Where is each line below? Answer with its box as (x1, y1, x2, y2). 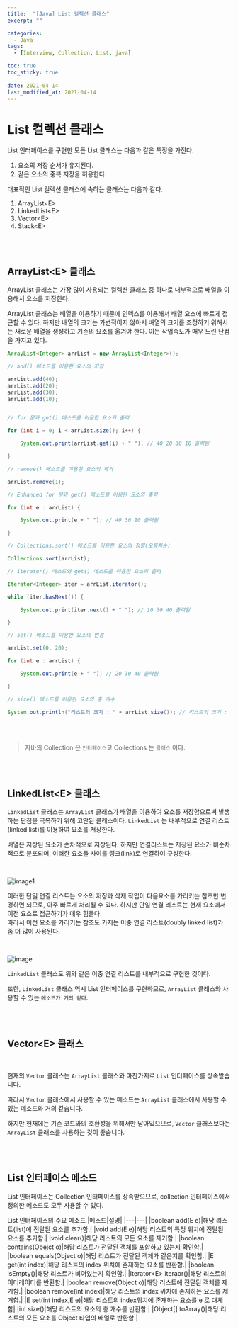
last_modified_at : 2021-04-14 (7, 89, 97, 96)
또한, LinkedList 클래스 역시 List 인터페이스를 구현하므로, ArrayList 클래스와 (7, 985, 222, 993)
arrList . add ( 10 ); (7, 395, 59, 402)
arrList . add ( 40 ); (7, 375, 59, 383)
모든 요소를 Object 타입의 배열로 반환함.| (25, 1313, 138, 1322)
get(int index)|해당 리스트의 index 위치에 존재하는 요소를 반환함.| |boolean (7, 1260, 215, 1269)
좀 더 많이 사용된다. (7, 927, 60, 936)
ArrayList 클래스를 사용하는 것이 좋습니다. (7, 1128, 125, 1136)
